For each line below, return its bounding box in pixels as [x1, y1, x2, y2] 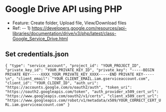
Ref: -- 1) [12, 25, 31, 31]
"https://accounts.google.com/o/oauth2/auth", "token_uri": [5, 85, 133, 90]
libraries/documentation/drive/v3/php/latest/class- [12, 30, 117, 36]
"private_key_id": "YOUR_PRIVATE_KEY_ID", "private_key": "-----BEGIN [5, 67, 155, 72]
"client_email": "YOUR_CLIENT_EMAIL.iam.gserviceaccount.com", [16, 76, 150, 81]
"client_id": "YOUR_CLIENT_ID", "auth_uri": [5, 80, 99, 85]
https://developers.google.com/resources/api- [31, 25, 127, 31]
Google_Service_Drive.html [12, 36, 68, 42]
